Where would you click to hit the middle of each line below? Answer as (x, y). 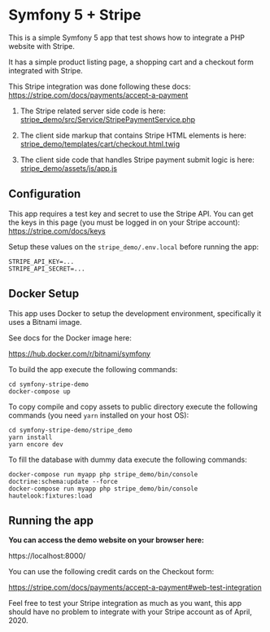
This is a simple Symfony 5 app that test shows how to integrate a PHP (127, 37)
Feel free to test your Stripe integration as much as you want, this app (125, 603)
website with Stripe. (42, 46)
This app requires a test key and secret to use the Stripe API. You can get (131, 213)
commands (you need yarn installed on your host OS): (99, 415)
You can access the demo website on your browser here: (107, 540)
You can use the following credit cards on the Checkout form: (111, 572)
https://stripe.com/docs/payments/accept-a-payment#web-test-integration (135, 587)
